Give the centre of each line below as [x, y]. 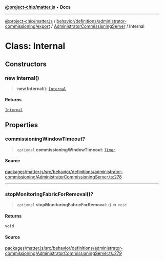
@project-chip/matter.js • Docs [38, 7]
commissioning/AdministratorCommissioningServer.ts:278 [63, 177]
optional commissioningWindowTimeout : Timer [66, 150]
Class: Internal [35, 46]
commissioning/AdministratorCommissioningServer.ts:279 [63, 253]
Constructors [26, 64]
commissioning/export [28, 26]
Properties [21, 125]
